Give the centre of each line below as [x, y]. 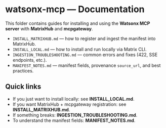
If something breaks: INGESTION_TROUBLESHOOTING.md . [75, 115]
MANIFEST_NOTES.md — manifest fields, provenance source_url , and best [87, 65]
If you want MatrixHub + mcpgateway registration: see [69, 104]
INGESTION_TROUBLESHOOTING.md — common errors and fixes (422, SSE [85, 55]
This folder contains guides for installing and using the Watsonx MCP [78, 23]
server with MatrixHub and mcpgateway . [49, 28]
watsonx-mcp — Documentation [75, 9]
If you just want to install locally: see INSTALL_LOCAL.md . [73, 99]
